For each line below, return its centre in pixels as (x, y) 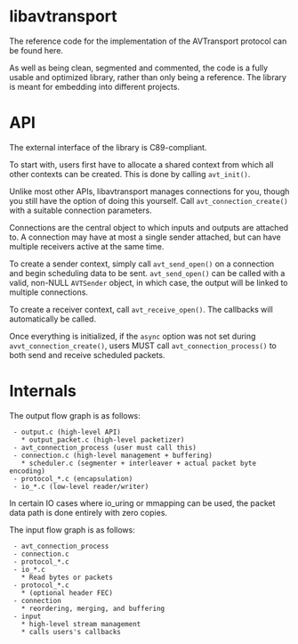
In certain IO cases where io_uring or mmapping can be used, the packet (142, 503)
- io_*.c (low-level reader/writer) (81, 486)
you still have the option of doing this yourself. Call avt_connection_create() (149, 200)
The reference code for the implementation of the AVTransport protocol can (148, 41)
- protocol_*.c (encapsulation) (73, 478)
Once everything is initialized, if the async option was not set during (133, 336)
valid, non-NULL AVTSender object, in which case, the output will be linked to (149, 282)
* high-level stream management (81, 624)
